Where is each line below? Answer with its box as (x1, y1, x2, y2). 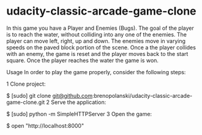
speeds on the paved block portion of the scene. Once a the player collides (6, 44, 196, 51)
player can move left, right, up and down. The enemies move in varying (6, 37, 185, 44)
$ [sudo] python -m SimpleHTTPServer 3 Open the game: (6, 110, 152, 117)
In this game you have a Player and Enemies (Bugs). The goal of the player (6, 24, 195, 32)
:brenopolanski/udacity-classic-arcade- (92, 92, 193, 99)
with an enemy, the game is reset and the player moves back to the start (6, 50, 189, 57)
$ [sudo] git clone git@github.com (6, 92, 93, 99)
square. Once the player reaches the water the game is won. (6, 57, 159, 64)
